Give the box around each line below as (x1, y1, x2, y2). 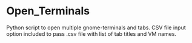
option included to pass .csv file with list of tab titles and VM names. (6, 30, 177, 37)
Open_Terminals (6, 4, 90, 18)
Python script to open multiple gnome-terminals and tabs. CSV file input (6, 24, 186, 31)
